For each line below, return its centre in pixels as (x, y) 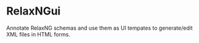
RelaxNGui (33, 11)
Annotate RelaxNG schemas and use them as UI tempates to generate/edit (100, 28)
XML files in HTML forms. (38, 34)
